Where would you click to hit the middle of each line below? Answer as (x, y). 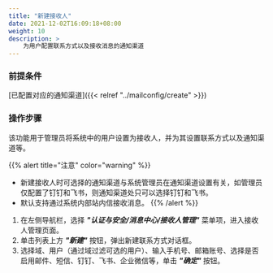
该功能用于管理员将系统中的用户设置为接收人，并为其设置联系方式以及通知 (133, 137)
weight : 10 (27, 31)
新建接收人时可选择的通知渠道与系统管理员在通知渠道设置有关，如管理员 (141, 182)
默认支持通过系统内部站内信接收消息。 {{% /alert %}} (109, 202)
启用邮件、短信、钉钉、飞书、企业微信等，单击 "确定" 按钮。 (122, 260)
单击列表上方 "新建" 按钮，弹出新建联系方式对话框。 (108, 240)
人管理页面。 (41, 230)
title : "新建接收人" (40, 16)
